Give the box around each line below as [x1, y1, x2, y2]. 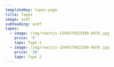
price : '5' [14, 36, 37, 41]
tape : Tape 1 [14, 40, 42, 45]
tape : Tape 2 [14, 54, 42, 59]
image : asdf [5, 17, 30, 22]
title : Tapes [5, 12, 33, 17]
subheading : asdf [5, 21, 42, 27]
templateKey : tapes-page [5, 7, 58, 13]
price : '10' [14, 49, 39, 54]
